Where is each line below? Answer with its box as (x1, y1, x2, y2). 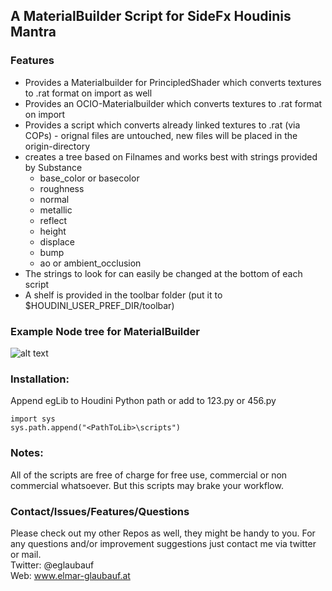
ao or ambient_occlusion (39, 257, 142, 269)
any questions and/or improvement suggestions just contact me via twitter (10, 537, 317, 549)
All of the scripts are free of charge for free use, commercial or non (10, 469, 288, 481)
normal (39, 193, 70, 205)
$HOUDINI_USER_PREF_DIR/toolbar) (24, 299, 175, 311)
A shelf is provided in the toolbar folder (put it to (24, 289, 223, 301)
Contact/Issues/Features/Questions (10, 504, 190, 518)
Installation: (10, 372, 70, 386)
